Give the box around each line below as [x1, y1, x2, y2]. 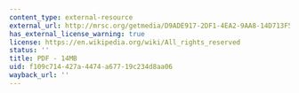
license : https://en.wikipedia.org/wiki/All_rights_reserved [9, 37, 241, 47]
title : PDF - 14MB [9, 54, 77, 63]
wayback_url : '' [9, 71, 69, 80]
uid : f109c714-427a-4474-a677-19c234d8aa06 [9, 63, 174, 72]
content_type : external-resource [9, 12, 133, 22]
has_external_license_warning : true [9, 29, 145, 38]
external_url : [9, 21, 62, 30]
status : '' [9, 46, 50, 55]
